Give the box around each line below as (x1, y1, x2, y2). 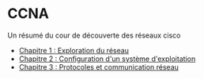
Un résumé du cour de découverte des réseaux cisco (7, 31, 181, 40)
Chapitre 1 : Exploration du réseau (18, 45, 130, 55)
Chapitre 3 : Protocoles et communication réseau (18, 62, 179, 71)
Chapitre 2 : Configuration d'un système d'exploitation (18, 54, 196, 63)
